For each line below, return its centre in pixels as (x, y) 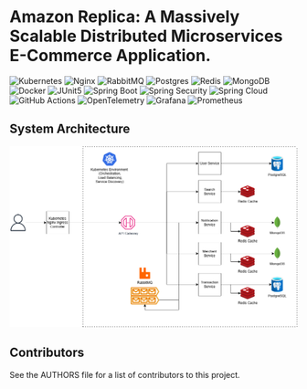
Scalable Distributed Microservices (146, 36)
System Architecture (70, 129)
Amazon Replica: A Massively (125, 17)
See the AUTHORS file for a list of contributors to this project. (125, 374)
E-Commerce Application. (111, 56)
